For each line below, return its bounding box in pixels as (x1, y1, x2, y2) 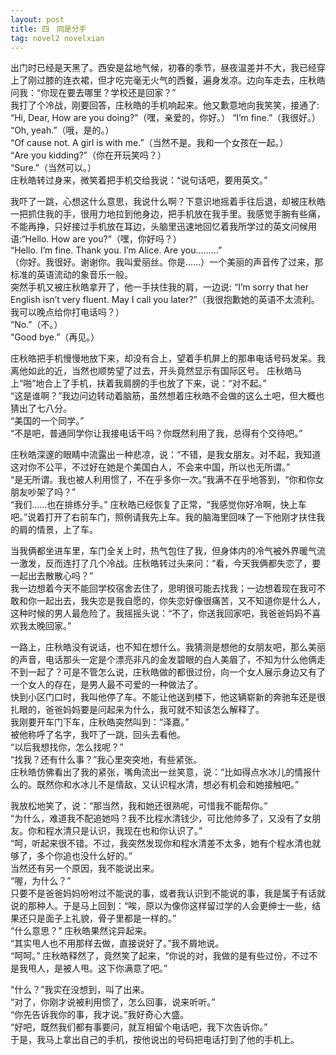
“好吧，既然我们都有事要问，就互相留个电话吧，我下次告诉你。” (10, 1021, 268, 1033)
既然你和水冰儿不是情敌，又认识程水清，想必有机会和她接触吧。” (36, 779, 300, 791)
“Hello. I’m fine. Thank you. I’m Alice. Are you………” (10, 244, 223, 256)
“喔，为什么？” (10, 875, 72, 887)
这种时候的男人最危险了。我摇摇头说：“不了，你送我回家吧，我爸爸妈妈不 (10, 607, 313, 620)
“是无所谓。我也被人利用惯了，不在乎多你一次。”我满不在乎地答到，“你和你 (10, 474, 316, 486)
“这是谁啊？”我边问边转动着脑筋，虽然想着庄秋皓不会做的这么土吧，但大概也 (10, 390, 325, 402)
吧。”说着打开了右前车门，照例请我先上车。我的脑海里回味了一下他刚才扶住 (10, 511, 317, 523)
